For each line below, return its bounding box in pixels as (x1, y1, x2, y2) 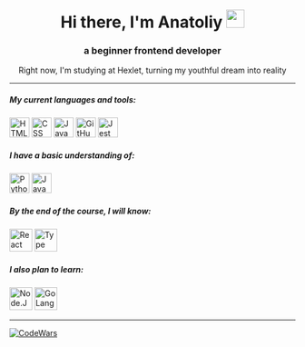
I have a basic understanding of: (9, 150, 135, 161)
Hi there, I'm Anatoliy (60, 12, 223, 33)
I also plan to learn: (9, 263, 84, 274)
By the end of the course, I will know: (9, 205, 152, 217)
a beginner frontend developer (84, 45, 221, 57)
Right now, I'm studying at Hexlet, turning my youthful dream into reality (18, 64, 287, 76)
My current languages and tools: (9, 94, 136, 105)
